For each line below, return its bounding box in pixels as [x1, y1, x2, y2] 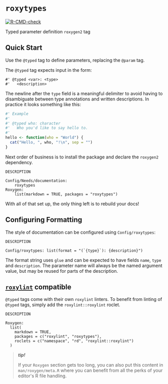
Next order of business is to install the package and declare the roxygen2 [5, 154, 159, 160]
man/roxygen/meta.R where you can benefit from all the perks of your [17, 368, 163, 374]
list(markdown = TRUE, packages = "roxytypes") [14, 191, 118, 197]
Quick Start [5, 44, 43, 52]
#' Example [5, 111, 29, 116]
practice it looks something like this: [5, 101, 81, 107]
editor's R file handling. [17, 373, 67, 379]
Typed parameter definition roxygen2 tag [5, 28, 91, 34]
